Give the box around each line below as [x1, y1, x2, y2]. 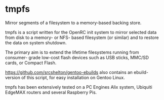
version [5, 74, 21, 80]
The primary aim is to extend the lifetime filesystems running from [5, 49, 139, 55]
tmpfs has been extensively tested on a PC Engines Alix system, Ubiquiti [5, 84, 152, 90]
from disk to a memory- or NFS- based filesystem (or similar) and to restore [5, 34, 159, 40]
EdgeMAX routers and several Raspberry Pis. [5, 89, 97, 95]
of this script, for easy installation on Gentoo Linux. [21, 74, 125, 80]
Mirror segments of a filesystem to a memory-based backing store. [5, 20, 142, 26]
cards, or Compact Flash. [5, 60, 57, 66]
